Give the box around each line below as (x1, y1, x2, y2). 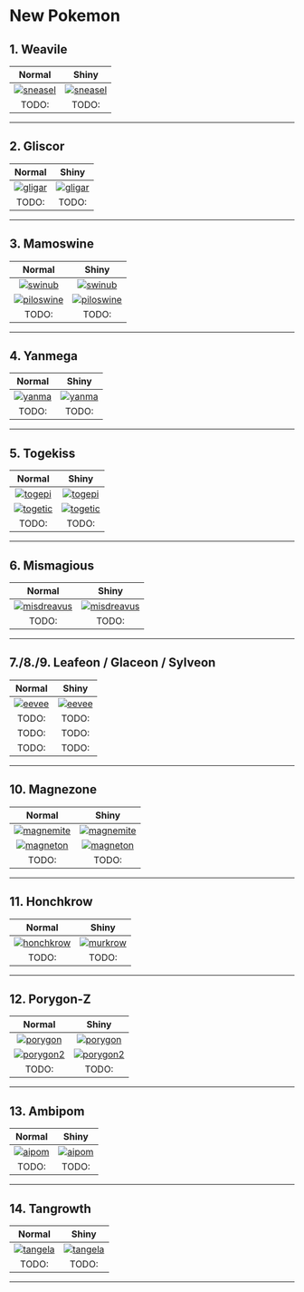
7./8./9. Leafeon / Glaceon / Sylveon (9, 655, 216, 671)
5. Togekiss (9, 445, 76, 461)
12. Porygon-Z (9, 991, 92, 1006)
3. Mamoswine (9, 237, 95, 252)
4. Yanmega (9, 348, 79, 364)
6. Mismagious (9, 558, 95, 573)
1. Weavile (9, 42, 68, 57)
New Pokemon (9, 5, 120, 26)
